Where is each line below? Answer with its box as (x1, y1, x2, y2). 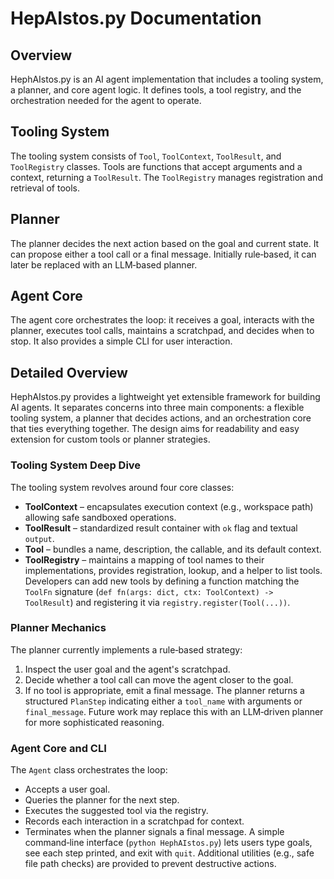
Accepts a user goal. (24, 783, 111, 796)
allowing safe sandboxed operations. (24, 511, 177, 523)
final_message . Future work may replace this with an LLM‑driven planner (24, 705, 324, 717)
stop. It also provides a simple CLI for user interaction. (10, 335, 233, 347)
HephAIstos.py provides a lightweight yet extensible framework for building (10, 391, 321, 403)
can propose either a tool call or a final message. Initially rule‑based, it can (10, 248, 317, 260)
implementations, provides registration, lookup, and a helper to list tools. (24, 564, 323, 576)
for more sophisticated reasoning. (24, 716, 165, 728)
